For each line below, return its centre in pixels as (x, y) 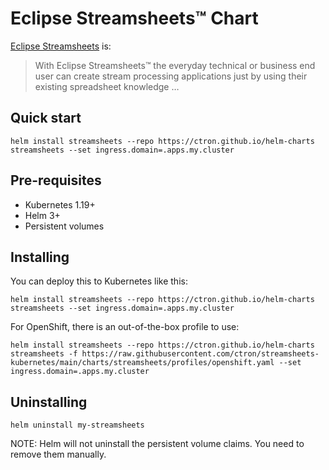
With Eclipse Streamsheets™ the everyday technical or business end (175, 65)
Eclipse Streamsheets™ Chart (134, 18)
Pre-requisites (56, 180)
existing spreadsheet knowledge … (107, 86)
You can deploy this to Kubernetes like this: (99, 281)
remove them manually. (58, 454)
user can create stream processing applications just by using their (171, 76)
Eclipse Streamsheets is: (61, 46)
